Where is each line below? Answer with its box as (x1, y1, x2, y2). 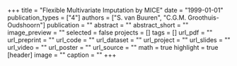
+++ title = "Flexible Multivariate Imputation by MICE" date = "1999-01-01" (7, 6, 224, 14)
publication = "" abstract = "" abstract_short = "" (47, 21, 189, 29)
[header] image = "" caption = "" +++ (7, 51, 117, 59)
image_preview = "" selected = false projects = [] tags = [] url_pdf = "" (7, 28, 213, 37)
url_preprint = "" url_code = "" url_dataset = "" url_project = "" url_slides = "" (7, 36, 231, 44)
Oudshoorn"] (7, 21, 46, 29)
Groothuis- (187, 13, 219, 22)
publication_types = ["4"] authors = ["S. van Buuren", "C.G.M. (7, 13, 187, 22)
